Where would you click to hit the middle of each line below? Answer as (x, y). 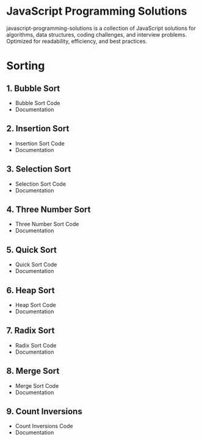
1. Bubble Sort (33, 88)
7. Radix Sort (31, 331)
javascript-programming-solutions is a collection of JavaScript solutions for (101, 28)
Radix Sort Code (36, 345)
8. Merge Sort (33, 371)
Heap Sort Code (35, 305)
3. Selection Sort (39, 169)
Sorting (26, 66)
